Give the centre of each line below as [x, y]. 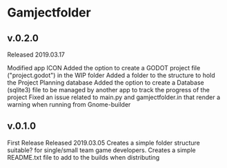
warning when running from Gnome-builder [69, 104]
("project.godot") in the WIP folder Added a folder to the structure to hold [111, 75]
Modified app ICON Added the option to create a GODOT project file [104, 68]
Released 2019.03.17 [36, 54]
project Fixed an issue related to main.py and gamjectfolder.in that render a [114, 97]
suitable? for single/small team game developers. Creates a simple [101, 150]
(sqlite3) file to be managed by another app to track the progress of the [109, 90]
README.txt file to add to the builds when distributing [83, 157]
